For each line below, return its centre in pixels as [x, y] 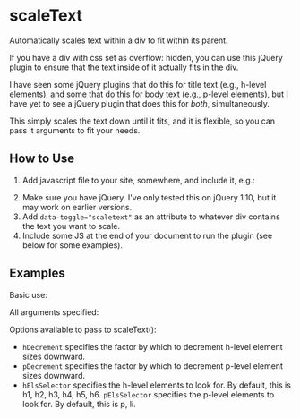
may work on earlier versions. [77, 207]
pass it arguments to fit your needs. [75, 130]
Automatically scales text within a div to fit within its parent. [119, 40]
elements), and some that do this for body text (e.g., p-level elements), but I [149, 94]
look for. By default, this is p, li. [79, 404]
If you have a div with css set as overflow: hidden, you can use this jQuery [146, 57]
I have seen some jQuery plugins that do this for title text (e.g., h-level [138, 84]
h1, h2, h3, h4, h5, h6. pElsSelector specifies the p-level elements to [148, 394]
